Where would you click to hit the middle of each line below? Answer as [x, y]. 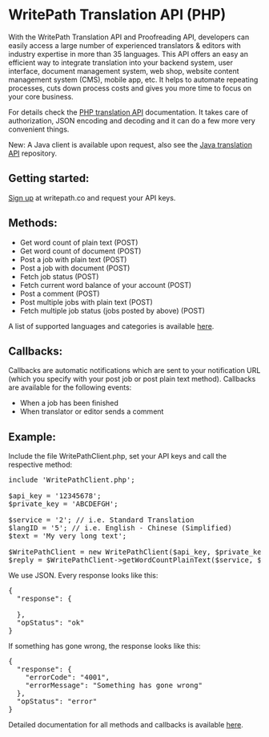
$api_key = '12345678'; [55, 496]
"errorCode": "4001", [68, 678]
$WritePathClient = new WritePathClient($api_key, [110, 552]
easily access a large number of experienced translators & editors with [125, 45]
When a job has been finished [69, 403]
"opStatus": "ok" [50, 623]
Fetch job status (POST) [59, 276]
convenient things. [39, 129]
